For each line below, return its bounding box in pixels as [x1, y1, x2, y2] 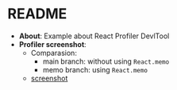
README [7, 5, 67, 23]
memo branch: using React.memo [42, 65, 148, 74]
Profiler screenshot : [18, 39, 87, 49]
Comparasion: [30, 48, 77, 57]
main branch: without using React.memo [42, 57, 170, 66]
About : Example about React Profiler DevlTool [18, 31, 170, 41]
